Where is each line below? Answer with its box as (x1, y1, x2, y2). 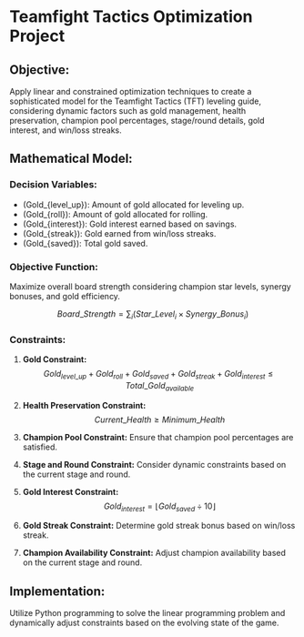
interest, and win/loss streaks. (9, 125, 122, 136)
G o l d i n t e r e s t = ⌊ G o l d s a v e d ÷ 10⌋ (103, 500, 217, 513)
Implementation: (9, 583, 106, 599)
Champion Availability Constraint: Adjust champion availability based (22, 548, 287, 559)
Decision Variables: (9, 178, 97, 191)
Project (9, 25, 66, 46)
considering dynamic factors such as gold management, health (9, 106, 247, 116)
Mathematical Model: (9, 151, 134, 167)
